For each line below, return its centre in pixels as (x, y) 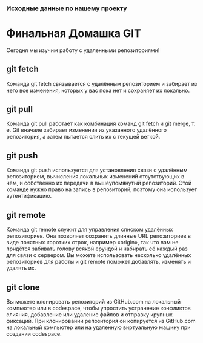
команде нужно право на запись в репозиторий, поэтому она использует (102, 189)
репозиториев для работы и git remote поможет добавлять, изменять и (98, 262)
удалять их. (21, 268)
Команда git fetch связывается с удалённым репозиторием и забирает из (102, 83)
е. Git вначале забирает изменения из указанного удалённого (87, 130)
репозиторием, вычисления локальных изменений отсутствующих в (95, 177)
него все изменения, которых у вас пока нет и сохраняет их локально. (98, 90)
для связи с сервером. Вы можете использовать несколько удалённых (99, 255)
